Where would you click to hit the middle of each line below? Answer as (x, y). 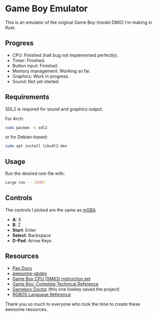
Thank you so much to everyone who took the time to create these (73, 304)
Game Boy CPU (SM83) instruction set (51, 278)
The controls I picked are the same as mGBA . (51, 210)
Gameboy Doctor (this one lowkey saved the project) (66, 289)
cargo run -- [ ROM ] (25, 183)
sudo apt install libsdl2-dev (36, 146)
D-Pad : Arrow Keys (32, 240)
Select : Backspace (31, 235)
